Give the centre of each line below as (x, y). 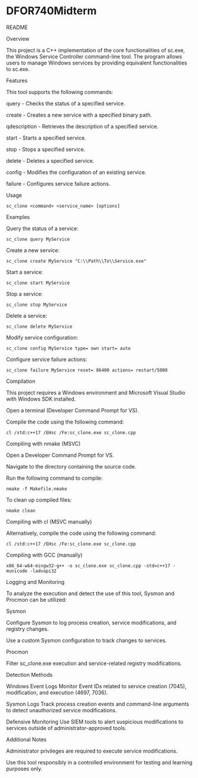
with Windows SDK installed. (41, 399)
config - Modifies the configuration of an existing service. (76, 172)
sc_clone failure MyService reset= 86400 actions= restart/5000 (87, 370)
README (17, 27)
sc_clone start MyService (38, 283)
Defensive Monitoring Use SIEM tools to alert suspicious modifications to (95, 721)
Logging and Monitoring (35, 582)
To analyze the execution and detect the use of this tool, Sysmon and (90, 593)
